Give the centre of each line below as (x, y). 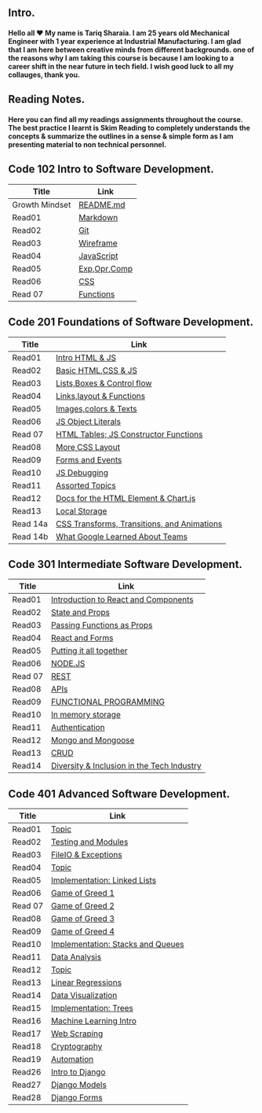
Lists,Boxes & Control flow (104, 383)
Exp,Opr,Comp (106, 268)
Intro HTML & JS (86, 357)
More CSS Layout (88, 447)
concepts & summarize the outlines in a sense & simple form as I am (121, 136)
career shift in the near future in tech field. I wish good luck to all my (121, 66)
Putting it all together (89, 650)
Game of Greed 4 (83, 931)
